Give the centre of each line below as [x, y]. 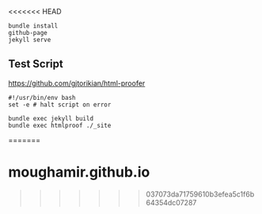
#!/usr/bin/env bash [42, 97]
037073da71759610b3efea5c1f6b [200, 194]
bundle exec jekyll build [51, 118]
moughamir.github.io [79, 172]
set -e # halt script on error [60, 105]
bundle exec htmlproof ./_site [60, 125]
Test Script [36, 64]
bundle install [33, 26]
